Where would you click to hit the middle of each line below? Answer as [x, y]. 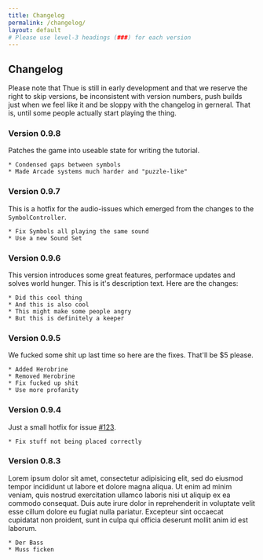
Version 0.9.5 [35, 338]
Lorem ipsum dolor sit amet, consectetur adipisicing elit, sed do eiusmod [126, 478]
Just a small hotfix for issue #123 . [62, 427]
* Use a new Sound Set [45, 238]
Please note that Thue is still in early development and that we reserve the [128, 88]
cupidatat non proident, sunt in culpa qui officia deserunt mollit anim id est [128, 520]
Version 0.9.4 [35, 410]
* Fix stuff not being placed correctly [75, 441]
